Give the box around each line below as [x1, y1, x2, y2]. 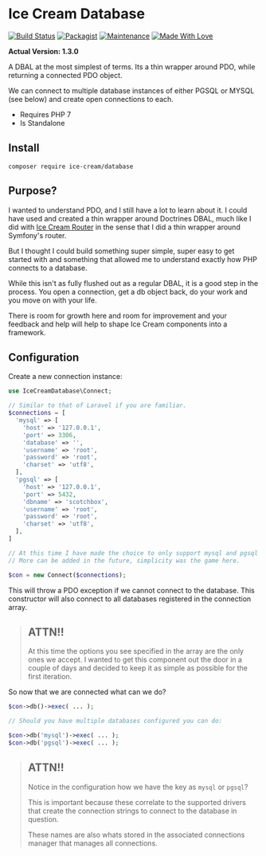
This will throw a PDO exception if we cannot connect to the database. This [8, 585, 255, 595]
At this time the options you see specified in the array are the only [27, 647, 244, 656]
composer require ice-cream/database [8, 162, 134, 170]
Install [8, 141, 40, 155]
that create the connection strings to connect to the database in [27, 806, 237, 815]
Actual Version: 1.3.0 [8, 46, 79, 56]
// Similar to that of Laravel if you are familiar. [8, 401, 187, 410]
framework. [8, 327, 46, 337]
